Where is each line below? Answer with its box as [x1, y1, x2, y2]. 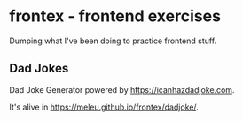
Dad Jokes [9, 61, 69, 76]
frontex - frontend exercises [9, 6, 222, 26]
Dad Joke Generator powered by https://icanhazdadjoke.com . [9, 84, 235, 95]
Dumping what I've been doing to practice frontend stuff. [9, 35, 217, 46]
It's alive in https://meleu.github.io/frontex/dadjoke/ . [9, 102, 200, 112]
